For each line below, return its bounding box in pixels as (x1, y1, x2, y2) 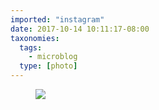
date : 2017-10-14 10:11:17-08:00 (10, 24, 150, 34)
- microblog (28, 52, 78, 62)
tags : (19, 42, 43, 53)
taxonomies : (10, 33, 60, 43)
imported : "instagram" (10, 14, 105, 25)
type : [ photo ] (19, 61, 78, 71)
